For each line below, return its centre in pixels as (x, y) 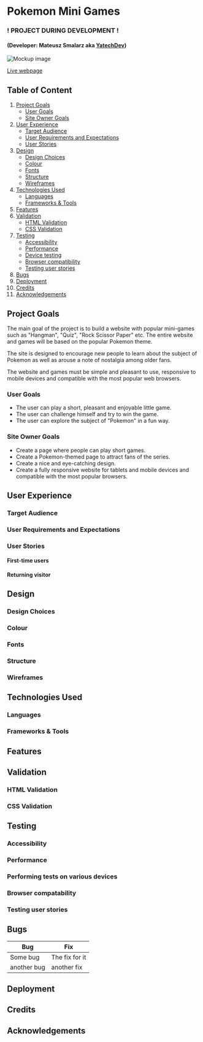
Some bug (25, 957)
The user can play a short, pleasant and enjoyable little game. (94, 408)
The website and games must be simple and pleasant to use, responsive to (101, 372)
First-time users (28, 561)
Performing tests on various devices (62, 876)
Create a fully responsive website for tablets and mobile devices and (102, 470)
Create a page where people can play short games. (81, 450)
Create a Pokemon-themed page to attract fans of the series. (93, 457)
